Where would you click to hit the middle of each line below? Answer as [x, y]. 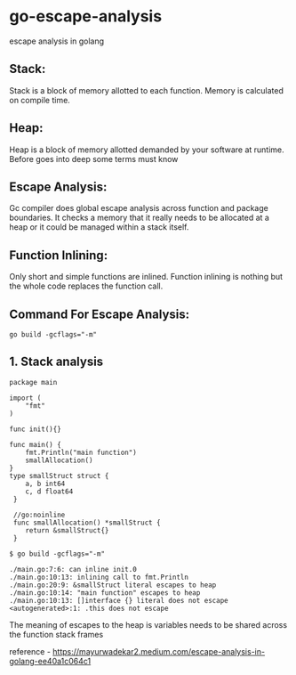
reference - [30, 651]
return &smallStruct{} [67, 530]
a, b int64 [45, 484]
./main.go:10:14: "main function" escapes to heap [105, 593]
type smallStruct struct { [59, 476]
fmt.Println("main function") [81, 452]
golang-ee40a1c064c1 [50, 661]
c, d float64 [49, 492]
